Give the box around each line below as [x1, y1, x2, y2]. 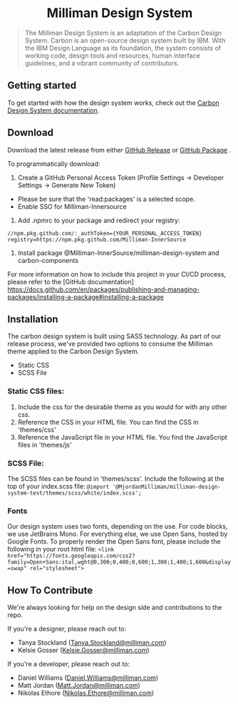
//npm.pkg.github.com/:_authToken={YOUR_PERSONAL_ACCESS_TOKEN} [7, 229, 202, 237]
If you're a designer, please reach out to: [7, 625, 127, 633]
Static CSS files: [7, 386, 65, 396]
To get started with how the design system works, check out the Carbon [7, 98, 219, 107]
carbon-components [17, 256, 79, 264]
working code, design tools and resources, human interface [24, 51, 201, 60]
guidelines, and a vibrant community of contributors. [24, 58, 180, 67]
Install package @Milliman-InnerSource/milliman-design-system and [17, 248, 219, 257]
